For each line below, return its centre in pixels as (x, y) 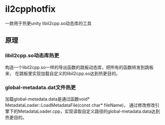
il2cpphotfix (30, 9)
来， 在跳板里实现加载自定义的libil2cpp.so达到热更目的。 (63, 73)
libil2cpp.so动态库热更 (32, 56)
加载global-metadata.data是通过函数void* (48, 99)
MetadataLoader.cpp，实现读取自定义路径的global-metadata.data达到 (89, 111)
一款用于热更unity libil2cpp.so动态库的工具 (49, 23)
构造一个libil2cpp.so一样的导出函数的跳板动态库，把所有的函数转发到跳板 (79, 67)
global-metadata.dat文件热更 (41, 87)
